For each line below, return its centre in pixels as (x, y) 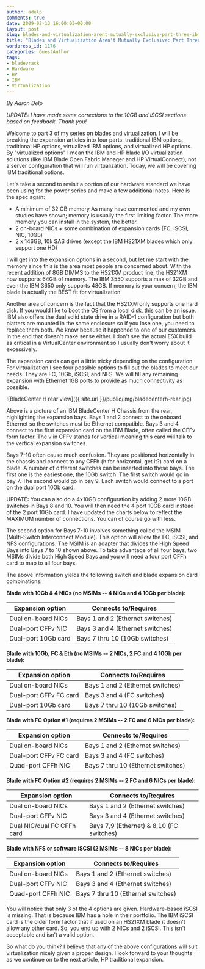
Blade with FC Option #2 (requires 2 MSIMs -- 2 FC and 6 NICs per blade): (101, 780)
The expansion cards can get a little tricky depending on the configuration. (100, 361)
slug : (13, 35)
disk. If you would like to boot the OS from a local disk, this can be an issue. (101, 310)
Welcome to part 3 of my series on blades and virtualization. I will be (92, 133)
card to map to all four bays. (42, 563)
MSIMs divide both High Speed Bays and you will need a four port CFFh (96, 557)
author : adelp (24, 12)
